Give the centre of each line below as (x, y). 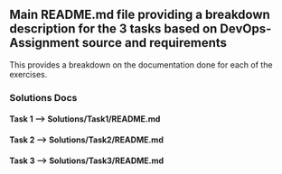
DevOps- (246, 29)
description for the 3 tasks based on (113, 29)
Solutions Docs (43, 97)
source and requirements (155, 43)
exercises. (28, 74)
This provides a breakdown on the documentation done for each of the (141, 64)
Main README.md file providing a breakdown (140, 15)
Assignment (44, 43)
